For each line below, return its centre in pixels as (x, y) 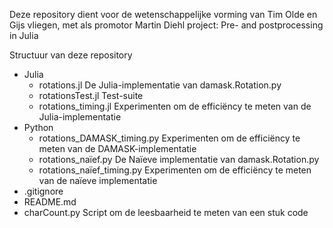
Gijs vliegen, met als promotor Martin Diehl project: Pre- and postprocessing (166, 25)
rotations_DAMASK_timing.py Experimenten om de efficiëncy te (169, 138)
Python (38, 127)
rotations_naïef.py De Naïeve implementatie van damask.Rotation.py (179, 159)
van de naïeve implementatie (98, 180)
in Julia (24, 35)
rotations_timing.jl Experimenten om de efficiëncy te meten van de (175, 106)
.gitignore (43, 191)
